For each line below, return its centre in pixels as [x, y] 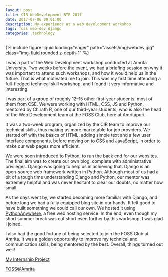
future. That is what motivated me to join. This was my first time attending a [83, 79]
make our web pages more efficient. [43, 146]
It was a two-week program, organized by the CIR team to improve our [78, 124]
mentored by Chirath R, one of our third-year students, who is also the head [83, 109]
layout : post [19, 10]
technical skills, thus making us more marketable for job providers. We [78, 130]
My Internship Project [27, 259]
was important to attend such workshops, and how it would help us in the [81, 73]
